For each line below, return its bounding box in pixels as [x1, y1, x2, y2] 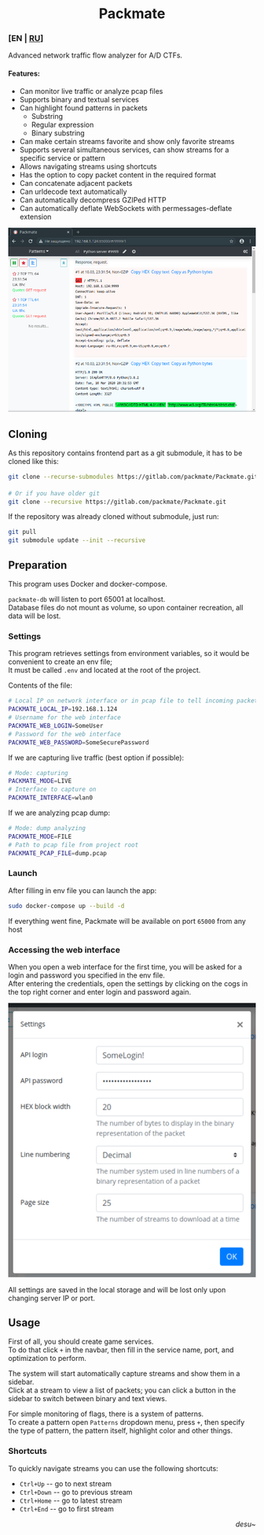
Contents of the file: [8, 680, 73, 690]
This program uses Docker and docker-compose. [8, 580, 167, 588]
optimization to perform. [8, 1354, 86, 1363]
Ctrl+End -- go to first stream [19, 1503, 114, 1513]
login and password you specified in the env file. [8, 970, 165, 981]
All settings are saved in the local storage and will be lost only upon [8, 1285, 226, 1294]
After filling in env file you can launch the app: [8, 885, 157, 895]
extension [19, 212, 52, 221]
